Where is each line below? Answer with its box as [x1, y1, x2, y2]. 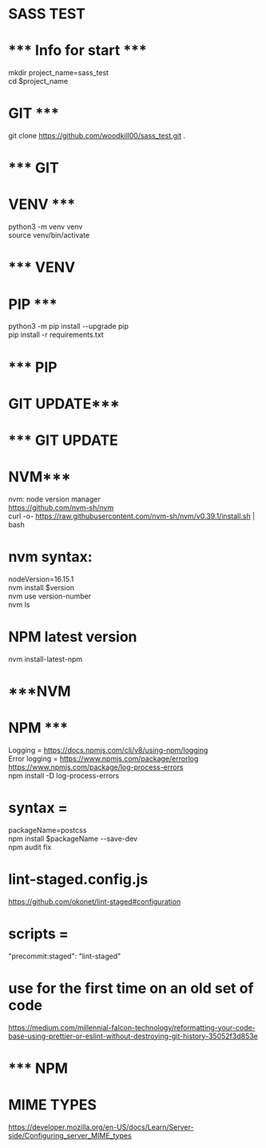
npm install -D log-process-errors [8, 770, 120, 780]
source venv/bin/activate [8, 230, 90, 240]
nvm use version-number [8, 591, 92, 601]
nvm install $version [8, 582, 74, 592]
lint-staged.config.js [8, 870, 149, 888]
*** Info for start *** [8, 42, 148, 60]
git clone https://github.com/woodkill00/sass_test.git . [8, 131, 186, 141]
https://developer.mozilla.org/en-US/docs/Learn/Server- [8, 1122, 194, 1132]
